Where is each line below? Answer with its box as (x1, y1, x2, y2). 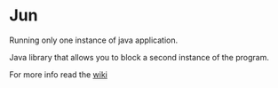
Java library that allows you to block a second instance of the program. (9, 52, 269, 62)
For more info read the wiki (9, 68, 108, 80)
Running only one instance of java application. (9, 35, 179, 45)
